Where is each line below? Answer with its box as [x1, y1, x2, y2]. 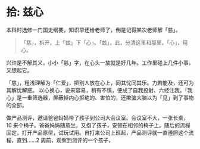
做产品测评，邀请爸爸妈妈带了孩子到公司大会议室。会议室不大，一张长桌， [6, 114, 189, 121]
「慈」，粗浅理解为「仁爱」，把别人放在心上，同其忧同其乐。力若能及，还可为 [6, 79, 194, 86]
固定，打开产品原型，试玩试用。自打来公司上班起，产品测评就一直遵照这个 [6, 129, 189, 136]
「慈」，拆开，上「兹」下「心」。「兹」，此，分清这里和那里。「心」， [20, 39, 183, 46]
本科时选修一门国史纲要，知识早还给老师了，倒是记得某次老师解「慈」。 [6, 26, 181, 33]
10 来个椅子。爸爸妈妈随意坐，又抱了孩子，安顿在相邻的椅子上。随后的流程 [6, 122, 190, 129]
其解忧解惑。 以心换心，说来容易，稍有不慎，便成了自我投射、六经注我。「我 [6, 86, 193, 94]
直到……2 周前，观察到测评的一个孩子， [16, 136, 114, 144]
